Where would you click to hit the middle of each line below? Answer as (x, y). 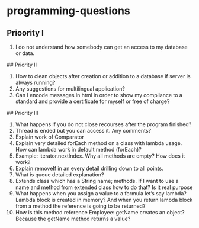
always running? (35, 82)
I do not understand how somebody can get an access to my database (102, 47)
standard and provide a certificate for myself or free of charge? (92, 101)
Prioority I (25, 33)
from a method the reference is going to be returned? (80, 206)
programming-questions (68, 11)
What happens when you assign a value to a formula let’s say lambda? (101, 193)
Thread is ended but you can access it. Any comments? (83, 131)
